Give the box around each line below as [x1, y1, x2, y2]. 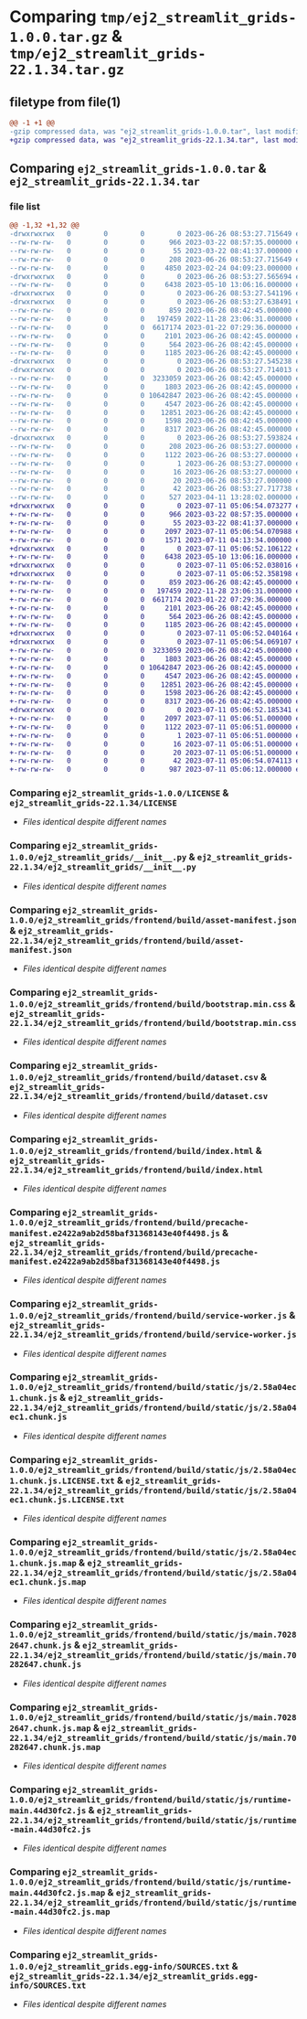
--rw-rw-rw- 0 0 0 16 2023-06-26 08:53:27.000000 [9, 467, 292, 476]
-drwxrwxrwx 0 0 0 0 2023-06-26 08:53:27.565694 [9, 272, 292, 281]
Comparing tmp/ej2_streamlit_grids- [9, 6, 297, 27]
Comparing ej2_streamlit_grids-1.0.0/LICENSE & [9, 786, 229, 799]
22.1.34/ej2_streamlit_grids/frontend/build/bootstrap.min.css [9, 1018, 297, 1028]
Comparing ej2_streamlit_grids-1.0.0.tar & [9, 161, 267, 176]
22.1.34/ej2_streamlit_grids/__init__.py [9, 862, 196, 872]
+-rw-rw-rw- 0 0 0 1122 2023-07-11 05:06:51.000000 [9, 722, 292, 732]
